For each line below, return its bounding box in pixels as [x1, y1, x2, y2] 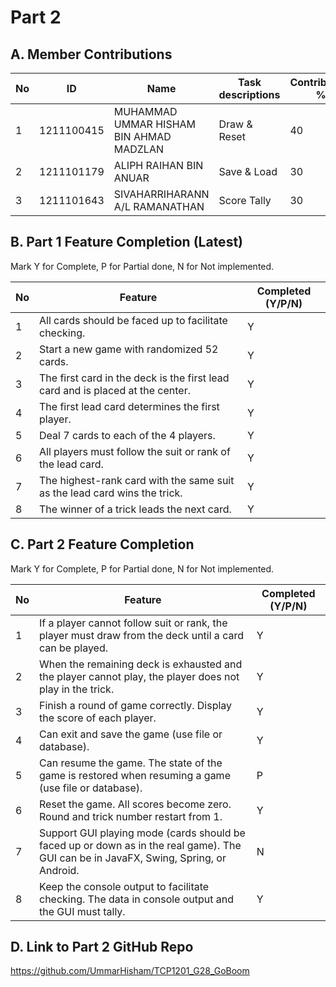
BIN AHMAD [113, 130, 172, 143]
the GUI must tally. [39, 904, 126, 918]
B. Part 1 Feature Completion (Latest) [10, 234, 244, 251]
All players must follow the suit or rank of [39, 444, 231, 458]
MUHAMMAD [113, 105, 178, 118]
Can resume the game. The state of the [39, 756, 223, 770]
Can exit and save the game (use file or [39, 727, 223, 741]
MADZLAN [113, 142, 165, 156]
